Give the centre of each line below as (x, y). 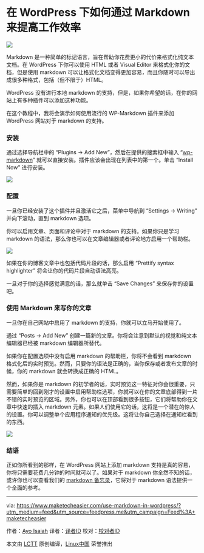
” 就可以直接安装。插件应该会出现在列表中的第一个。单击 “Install (113, 160)
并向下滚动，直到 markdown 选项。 (50, 218)
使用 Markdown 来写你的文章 (49, 308)
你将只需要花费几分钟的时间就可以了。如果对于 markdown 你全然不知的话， (101, 473)
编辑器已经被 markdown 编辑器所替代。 (56, 343)
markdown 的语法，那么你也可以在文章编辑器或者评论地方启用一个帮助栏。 (100, 239)
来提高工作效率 (44, 28)
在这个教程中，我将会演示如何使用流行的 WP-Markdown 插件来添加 (90, 113)
